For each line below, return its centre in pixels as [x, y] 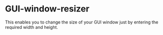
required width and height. [32, 27]
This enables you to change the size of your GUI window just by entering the [82, 22]
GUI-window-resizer [47, 9]
